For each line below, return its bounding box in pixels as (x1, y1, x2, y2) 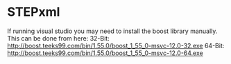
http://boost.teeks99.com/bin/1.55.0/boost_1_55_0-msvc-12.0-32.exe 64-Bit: (7, 41, 225, 50)
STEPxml (7, 4, 60, 20)
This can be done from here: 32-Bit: (7, 34, 110, 42)
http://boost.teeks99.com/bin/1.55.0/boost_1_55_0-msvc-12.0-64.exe (7, 49, 203, 57)
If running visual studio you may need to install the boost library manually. (7, 27, 218, 35)
